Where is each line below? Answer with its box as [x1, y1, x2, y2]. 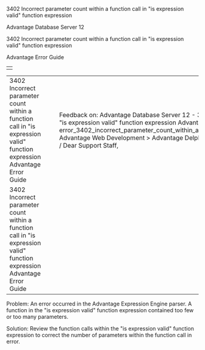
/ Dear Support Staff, [59, 141, 119, 149]
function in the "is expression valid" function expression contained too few [6, 307, 194, 313]
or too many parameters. [6, 313, 69, 320]
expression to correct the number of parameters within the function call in [6, 332, 192, 338]
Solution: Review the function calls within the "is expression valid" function [6, 325, 194, 332]
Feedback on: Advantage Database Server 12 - [59, 111, 196, 119]
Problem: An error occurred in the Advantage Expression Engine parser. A [6, 300, 192, 307]
